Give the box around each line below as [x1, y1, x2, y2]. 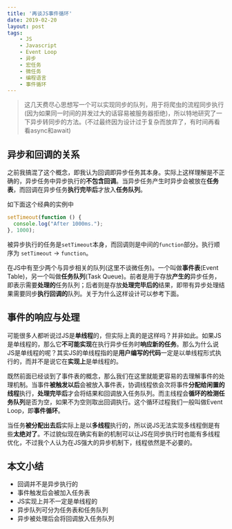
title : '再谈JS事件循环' [7, 10, 72, 17]
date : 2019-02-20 [7, 17, 57, 23]
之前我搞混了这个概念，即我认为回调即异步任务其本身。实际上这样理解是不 [7, 169, 219, 177]
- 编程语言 [19, 74, 47, 81]
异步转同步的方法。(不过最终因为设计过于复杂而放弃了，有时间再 [30, 118, 214, 126]
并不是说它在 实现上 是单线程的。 [30, 357, 122, 365]
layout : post [7, 23, 45, 30]
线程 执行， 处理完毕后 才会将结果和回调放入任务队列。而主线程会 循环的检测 [7, 389, 219, 397]
